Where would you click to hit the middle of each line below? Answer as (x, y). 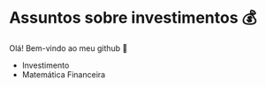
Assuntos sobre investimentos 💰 (133, 18)
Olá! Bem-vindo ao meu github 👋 (68, 48)
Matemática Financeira (64, 74)
